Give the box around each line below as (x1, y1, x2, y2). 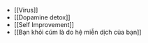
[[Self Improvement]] (13, 21, 75, 28)
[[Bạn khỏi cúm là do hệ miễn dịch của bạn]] (13, 28, 142, 36)
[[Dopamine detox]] (13, 13, 71, 21)
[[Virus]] (13, 6, 38, 14)
